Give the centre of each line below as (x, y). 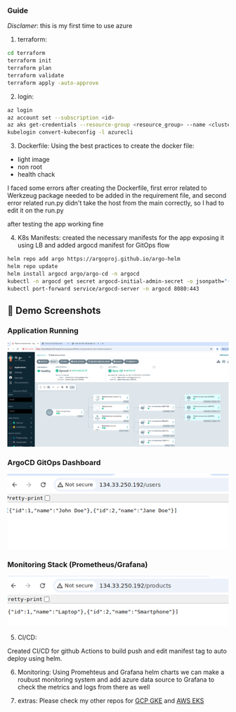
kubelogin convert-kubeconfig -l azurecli (70, 132)
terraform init (29, 61)
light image (34, 160)
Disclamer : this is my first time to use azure (70, 26)
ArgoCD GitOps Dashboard (54, 463)
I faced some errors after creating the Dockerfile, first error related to (107, 188)
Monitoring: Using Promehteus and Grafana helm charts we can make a (121, 672)
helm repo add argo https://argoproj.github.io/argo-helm (94, 259)
